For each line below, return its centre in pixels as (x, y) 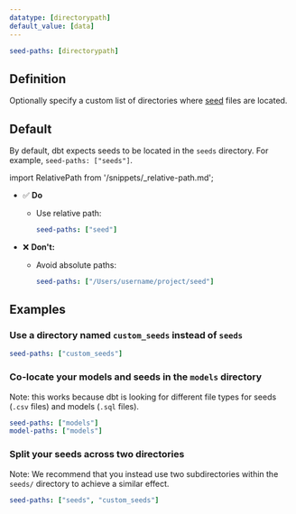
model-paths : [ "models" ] (56, 431)
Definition (37, 79)
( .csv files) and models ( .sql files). (74, 406)
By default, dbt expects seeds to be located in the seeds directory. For (139, 151)
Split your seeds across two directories (97, 454)
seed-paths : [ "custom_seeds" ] (66, 354)
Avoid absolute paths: (76, 265)
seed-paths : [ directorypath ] (64, 50)
